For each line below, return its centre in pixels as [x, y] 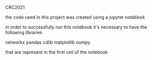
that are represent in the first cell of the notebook [56, 52]
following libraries [24, 32]
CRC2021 [15, 7]
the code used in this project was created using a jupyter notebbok [75, 17]
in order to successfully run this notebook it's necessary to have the [76, 27]
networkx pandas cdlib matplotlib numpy [48, 42]
